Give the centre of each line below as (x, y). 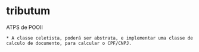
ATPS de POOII (24, 27)
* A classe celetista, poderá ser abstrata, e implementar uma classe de (100, 38)
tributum (28, 11)
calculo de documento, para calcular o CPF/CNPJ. (69, 43)
